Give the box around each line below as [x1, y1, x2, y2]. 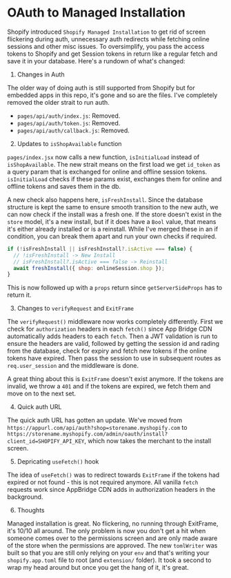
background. [7, 493, 43, 501]
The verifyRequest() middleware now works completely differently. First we [7, 318, 223, 326]
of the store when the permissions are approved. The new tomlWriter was [7, 541, 218, 550]
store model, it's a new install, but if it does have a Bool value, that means [7, 217, 217, 225]
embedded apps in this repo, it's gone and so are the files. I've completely [7, 91, 218, 99]
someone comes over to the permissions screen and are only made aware [7, 534, 218, 542]
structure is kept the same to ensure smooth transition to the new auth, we [7, 203, 219, 211]
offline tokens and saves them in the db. [7, 182, 121, 190]
